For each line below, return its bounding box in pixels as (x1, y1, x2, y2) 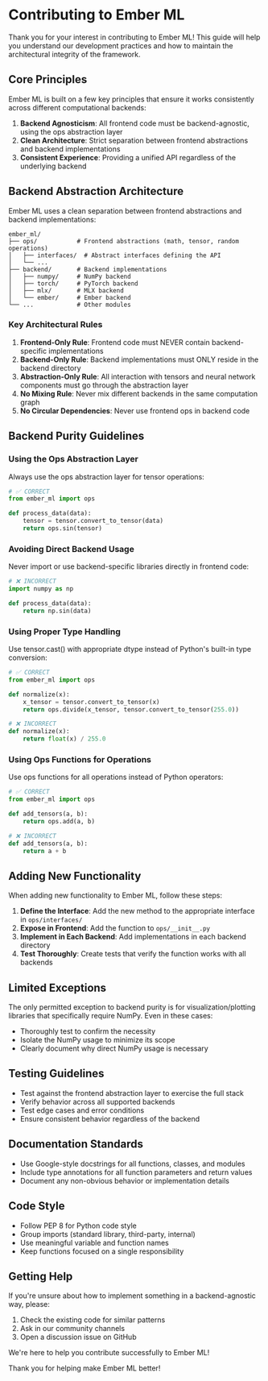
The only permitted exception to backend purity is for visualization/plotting (8, 1002, 256, 1012)
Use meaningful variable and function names (19, 1238, 169, 1247)
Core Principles (8, 73, 88, 86)
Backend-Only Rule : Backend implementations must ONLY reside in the (19, 355, 259, 364)
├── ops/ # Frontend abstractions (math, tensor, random (8, 237, 240, 245)
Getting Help (8, 1269, 73, 1283)
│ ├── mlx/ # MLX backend (8, 286, 125, 295)
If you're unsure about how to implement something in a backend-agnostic (8, 1291, 256, 1300)
